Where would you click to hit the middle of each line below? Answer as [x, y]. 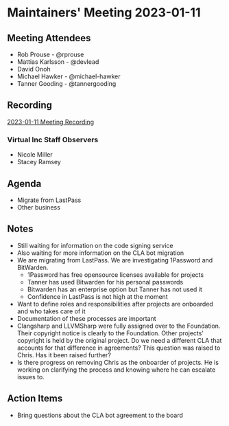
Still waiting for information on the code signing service [95, 245]
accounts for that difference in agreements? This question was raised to [119, 348]
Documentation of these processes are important [86, 318]
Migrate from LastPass [49, 200]
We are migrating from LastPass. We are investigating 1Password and [115, 260]
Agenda [24, 183]
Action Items [35, 399]
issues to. [31, 377]
